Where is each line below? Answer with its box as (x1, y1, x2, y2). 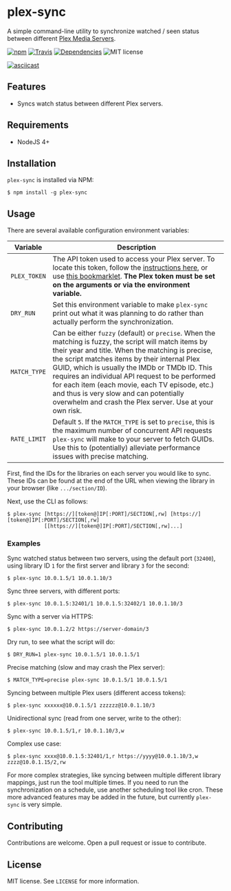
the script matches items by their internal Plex (52, 354, 201, 364)
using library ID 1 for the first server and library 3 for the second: (7, 561, 190, 570)
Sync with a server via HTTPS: (7, 612, 93, 621)
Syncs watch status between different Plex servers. (16, 99, 164, 108)
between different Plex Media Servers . (7, 34, 116, 42)
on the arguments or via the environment (52, 280, 190, 290)
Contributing (7, 820, 63, 832)
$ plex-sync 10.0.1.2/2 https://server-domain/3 (7, 625, 149, 633)
